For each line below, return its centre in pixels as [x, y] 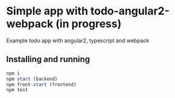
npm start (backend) [32, 79]
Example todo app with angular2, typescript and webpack [78, 40]
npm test [17, 90]
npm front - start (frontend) [41, 84]
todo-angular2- [130, 11]
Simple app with [47, 11]
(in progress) [89, 24]
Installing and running [48, 59]
